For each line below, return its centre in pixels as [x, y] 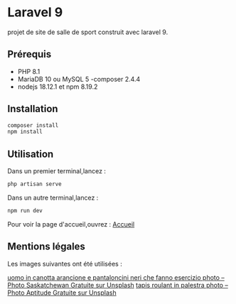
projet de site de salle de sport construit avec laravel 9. [88, 32]
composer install [33, 125]
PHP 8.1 [29, 71]
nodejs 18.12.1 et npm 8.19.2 [58, 87]
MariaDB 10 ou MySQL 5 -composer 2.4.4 [79, 79]
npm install [25, 132]
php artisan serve [34, 184]
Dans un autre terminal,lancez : [53, 197]
